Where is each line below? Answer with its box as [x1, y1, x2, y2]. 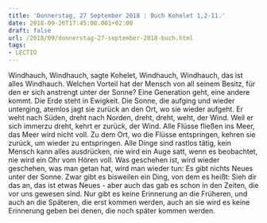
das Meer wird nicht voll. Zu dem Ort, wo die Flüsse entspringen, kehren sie [8, 130, 256, 139]
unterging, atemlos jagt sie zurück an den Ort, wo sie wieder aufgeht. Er [8, 104, 244, 114]
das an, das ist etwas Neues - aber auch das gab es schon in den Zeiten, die [8, 181, 259, 190]
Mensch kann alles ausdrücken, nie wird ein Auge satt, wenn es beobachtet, [8, 147, 258, 156]
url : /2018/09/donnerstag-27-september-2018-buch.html [8, 33, 194, 42]
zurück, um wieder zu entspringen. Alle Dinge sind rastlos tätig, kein [8, 139, 232, 147]
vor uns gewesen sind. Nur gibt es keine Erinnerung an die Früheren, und [8, 189, 248, 198]
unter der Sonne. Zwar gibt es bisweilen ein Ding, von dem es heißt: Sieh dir [8, 172, 257, 182]
